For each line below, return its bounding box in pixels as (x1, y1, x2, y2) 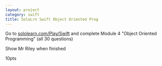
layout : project (5, 7, 39, 13)
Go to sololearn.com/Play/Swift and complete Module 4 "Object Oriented (5, 31, 157, 37)
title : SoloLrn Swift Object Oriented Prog (5, 17, 99, 22)
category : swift (5, 12, 39, 17)
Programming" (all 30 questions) (5, 36, 73, 42)
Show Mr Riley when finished (5, 46, 66, 52)
